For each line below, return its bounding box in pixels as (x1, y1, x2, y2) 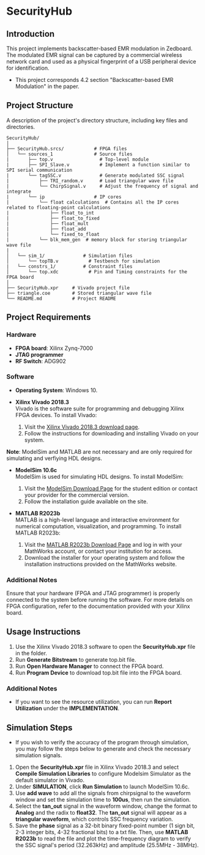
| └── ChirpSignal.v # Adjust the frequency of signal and (6, 183, 199, 189)
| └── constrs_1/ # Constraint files (6, 263, 133, 270)
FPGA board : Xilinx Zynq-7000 (15, 344, 94, 352)
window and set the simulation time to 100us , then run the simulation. (15, 796, 191, 804)
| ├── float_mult (6, 220, 89, 227)
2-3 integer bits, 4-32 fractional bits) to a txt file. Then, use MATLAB (15, 829, 188, 836)
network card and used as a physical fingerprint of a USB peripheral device (6, 58, 196, 65)
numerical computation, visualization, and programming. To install (15, 522, 182, 530)
